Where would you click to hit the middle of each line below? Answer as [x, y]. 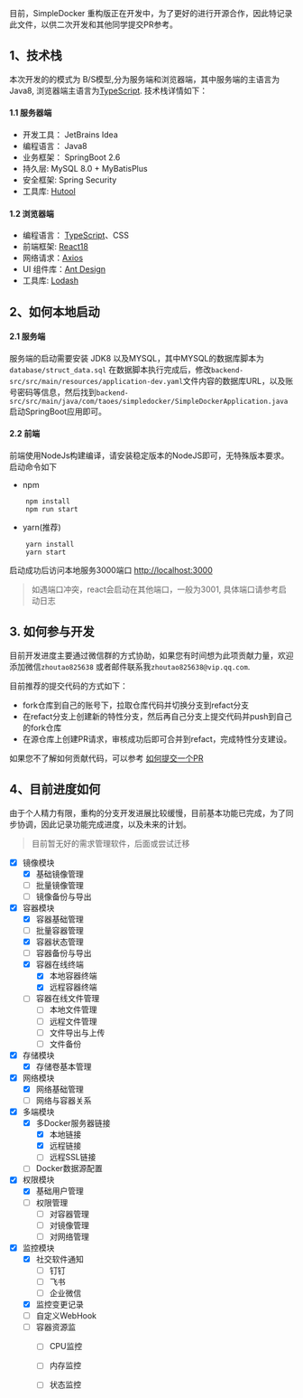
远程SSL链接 [73, 1157]
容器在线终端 [60, 964]
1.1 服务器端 [31, 113]
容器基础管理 [60, 919]
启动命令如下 [33, 467]
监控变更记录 [60, 1305]
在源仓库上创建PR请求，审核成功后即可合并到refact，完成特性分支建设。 [157, 738]
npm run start [52, 510]
